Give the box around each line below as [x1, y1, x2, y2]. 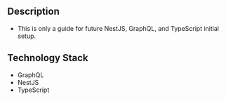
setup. [17, 32, 36, 40]
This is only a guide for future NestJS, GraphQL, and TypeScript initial [17, 24, 220, 32]
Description [7, 6, 60, 18]
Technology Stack [7, 52, 88, 64]
